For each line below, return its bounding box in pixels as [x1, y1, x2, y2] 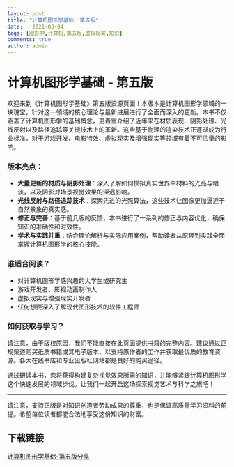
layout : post [7, 10, 45, 17]
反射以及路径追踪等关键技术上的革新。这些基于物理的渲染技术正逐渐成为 [13, 125, 221, 133]
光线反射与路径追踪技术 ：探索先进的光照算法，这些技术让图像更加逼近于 [17, 197, 225, 205]
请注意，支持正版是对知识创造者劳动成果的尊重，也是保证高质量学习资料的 [7, 401, 221, 409]
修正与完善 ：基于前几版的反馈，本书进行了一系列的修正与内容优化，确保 [17, 214, 225, 222]
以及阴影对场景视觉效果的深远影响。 [29, 187, 134, 196]
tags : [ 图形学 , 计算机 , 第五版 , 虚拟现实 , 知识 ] [7, 29, 123, 37]
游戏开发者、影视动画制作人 [17, 285, 97, 293]
